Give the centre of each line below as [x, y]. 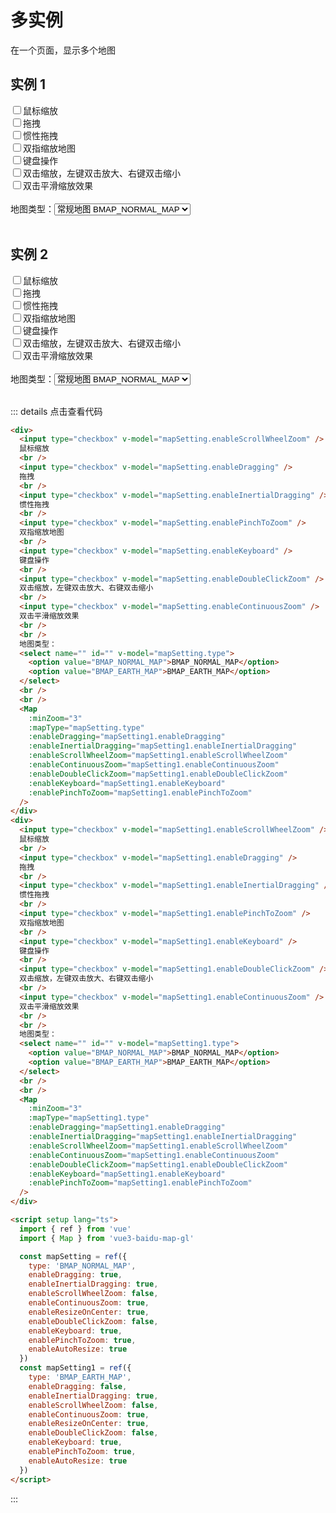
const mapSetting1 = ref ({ [75, 1368]
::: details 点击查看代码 [56, 411]
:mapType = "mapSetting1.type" [89, 1118]
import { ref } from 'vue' [75, 1229]
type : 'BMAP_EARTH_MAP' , [80, 1377]
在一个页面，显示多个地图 [63, 50]
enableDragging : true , [75, 1275]
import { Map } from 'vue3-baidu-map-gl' [107, 1238]
